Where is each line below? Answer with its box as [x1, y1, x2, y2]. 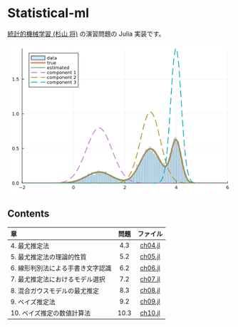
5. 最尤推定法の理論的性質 [10, 252, 87, 261]
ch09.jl [140, 297, 160, 306]
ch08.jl [140, 286, 160, 294]
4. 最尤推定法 [10, 241, 50, 250]
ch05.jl [140, 252, 160, 261]
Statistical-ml [7, 5, 90, 21]
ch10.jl [140, 308, 160, 317]
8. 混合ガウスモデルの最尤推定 [10, 286, 100, 295]
